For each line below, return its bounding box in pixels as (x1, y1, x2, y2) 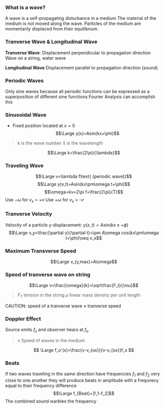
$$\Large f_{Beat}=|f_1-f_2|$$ (53, 391, 115, 397)
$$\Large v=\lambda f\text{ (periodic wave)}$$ (35, 173, 132, 179)
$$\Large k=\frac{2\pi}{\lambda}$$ (47, 150, 121, 156)
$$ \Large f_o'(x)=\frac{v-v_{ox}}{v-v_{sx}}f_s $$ (33, 347, 135, 353)
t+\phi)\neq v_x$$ (65, 235, 102, 241)
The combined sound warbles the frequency (5, 398, 97, 405)
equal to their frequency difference (5, 383, 77, 389)
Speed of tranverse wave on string (5, 271, 91, 278)
